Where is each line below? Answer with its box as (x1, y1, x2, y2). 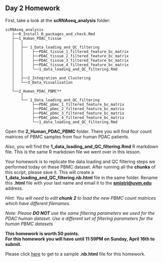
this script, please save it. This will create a (5, 169, 94, 175)
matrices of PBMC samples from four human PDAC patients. (5, 133, 129, 140)
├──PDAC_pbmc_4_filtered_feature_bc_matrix (32, 115, 124, 120)
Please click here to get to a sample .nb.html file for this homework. (5, 251, 146, 257)
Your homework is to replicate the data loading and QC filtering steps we (5, 158, 155, 164)
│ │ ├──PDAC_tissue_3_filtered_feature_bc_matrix (12, 58, 129, 63)
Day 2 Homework (5, 4, 60, 13)
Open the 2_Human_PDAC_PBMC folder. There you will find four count (5, 128, 152, 134)
